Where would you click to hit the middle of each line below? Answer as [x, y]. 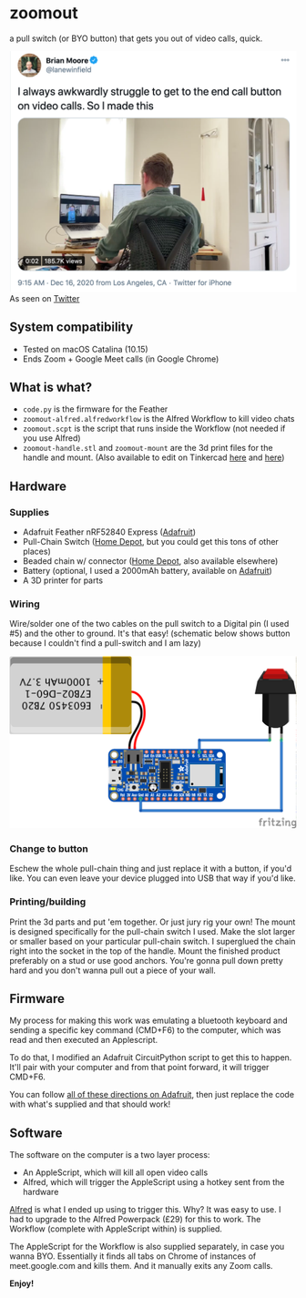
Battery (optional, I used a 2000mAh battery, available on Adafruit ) [148, 571]
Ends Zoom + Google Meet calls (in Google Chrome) [121, 359]
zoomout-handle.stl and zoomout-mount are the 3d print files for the [148, 448]
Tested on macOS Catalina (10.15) [85, 349]
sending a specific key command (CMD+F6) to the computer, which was [145, 1030]
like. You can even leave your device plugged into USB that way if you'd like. [153, 878]
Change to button [49, 848]
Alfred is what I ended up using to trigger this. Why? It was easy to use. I [145, 1210]
